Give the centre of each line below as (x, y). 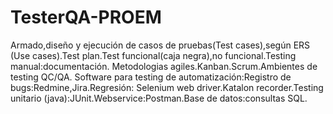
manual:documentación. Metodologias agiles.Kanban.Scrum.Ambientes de (164, 66)
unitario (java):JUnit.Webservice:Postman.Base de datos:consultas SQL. (159, 98)
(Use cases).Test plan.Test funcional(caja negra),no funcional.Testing (153, 55)
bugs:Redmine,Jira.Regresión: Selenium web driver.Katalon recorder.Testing (167, 87)
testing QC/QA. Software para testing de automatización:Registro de (151, 77)
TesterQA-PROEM (86, 17)
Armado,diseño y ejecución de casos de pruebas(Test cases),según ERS (160, 45)
